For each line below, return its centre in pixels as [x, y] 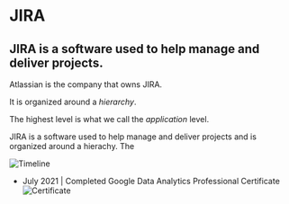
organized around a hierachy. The [72, 146]
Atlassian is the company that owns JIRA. [86, 84]
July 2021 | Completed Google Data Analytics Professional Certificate [151, 181]
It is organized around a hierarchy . [73, 102]
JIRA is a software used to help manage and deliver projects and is [133, 137]
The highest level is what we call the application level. [109, 119]
